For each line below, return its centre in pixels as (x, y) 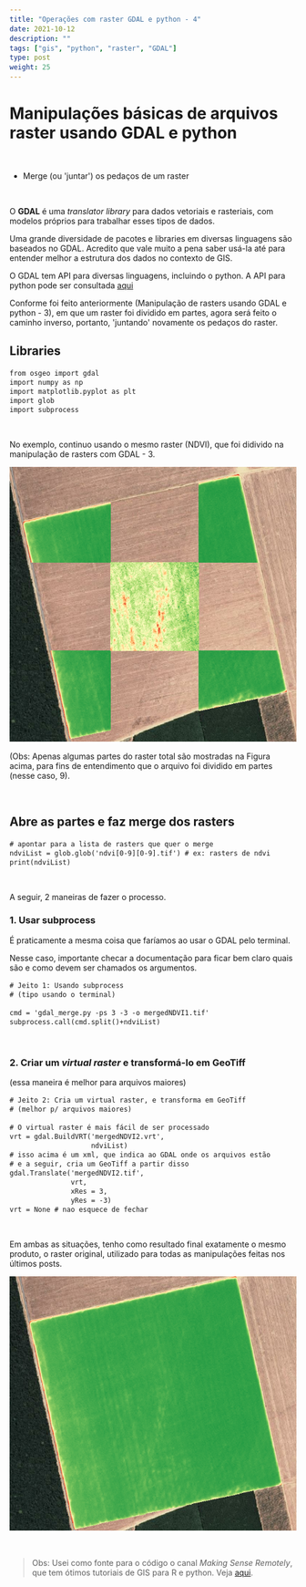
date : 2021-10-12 (42, 29)
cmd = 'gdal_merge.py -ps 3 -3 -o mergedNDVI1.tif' (109, 1012)
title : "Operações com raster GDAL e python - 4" (106, 19)
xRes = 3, (89, 1192)
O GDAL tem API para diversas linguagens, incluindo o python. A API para (148, 275)
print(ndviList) (40, 862)
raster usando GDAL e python (123, 133)
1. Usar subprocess (53, 920)
